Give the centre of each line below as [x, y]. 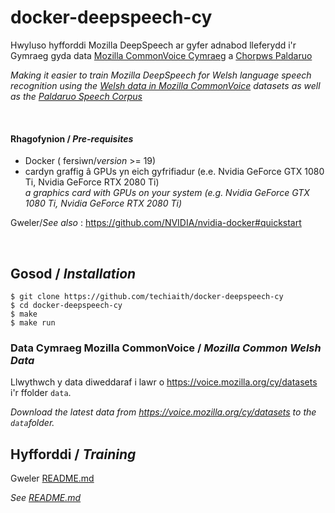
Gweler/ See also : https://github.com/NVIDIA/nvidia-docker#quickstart [156, 223]
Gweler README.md [52, 478]
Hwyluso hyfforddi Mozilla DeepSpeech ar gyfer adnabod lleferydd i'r [153, 45]
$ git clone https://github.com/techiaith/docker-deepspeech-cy [147, 296]
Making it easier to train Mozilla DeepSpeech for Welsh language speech [161, 75]
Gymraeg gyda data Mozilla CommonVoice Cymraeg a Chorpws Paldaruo [161, 55]
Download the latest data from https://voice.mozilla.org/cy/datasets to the [163, 412]
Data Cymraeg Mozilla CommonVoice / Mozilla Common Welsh [166, 348]
